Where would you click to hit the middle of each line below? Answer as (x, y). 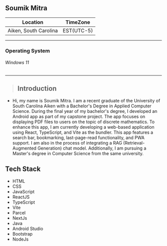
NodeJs (20, 239)
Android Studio (28, 229)
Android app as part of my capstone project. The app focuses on (79, 116)
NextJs (20, 218)
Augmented (24, 148)
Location (33, 22)
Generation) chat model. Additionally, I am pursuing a (92, 148)
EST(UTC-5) (78, 30)
